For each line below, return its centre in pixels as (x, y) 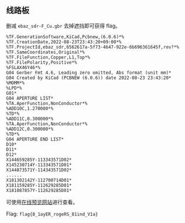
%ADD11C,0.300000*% (30, 119)
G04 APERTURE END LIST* (35, 139)
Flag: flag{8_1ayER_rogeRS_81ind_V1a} (52, 214)
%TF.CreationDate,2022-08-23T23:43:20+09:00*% (64, 42)
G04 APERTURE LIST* (30, 98)
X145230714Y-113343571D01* (39, 165)
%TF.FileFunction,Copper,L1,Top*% (48, 57)
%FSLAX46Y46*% (23, 67)
